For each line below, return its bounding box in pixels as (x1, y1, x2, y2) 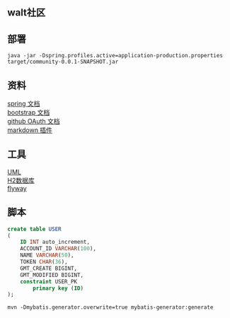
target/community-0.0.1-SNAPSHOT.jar (7, 59, 119, 66)
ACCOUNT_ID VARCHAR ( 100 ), (20, 245, 97, 252)
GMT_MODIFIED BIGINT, (20, 271, 84, 278)
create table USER (7, 225, 62, 232)
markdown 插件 (7, 126, 53, 134)
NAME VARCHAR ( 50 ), (20, 252, 74, 259)
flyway (7, 184, 27, 192)
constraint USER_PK (20, 278, 78, 285)
